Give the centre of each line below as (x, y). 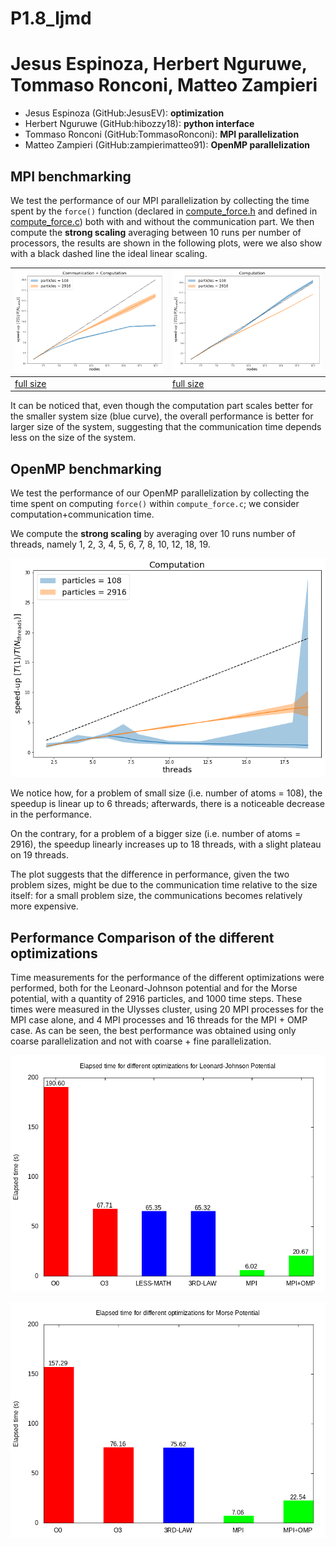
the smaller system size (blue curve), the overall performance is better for (162, 416)
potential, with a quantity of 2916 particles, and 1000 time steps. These (156, 999)
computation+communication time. (82, 514)
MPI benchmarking (71, 176)
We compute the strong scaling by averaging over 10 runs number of (153, 534)
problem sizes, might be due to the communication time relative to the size (164, 885)
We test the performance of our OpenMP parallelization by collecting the (160, 493)
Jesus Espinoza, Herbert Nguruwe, (159, 64)
